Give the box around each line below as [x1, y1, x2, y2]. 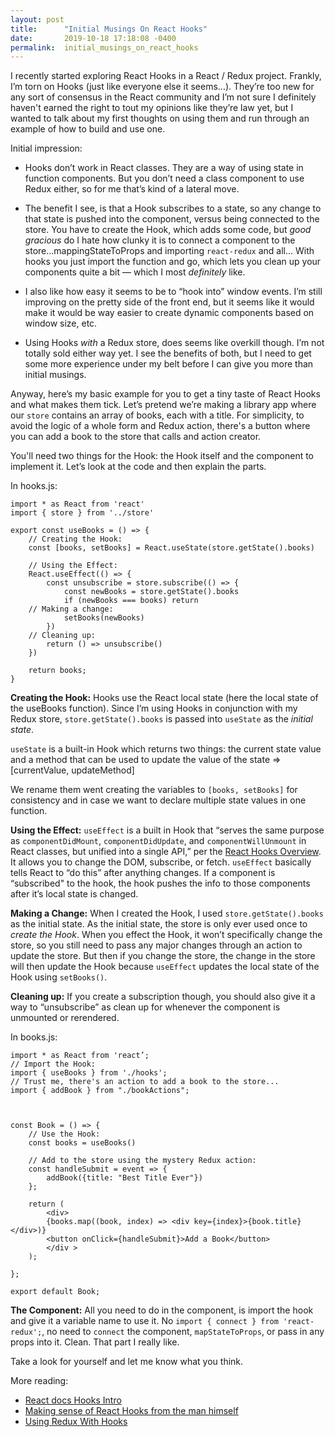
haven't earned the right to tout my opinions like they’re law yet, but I [10, 102, 294, 114]
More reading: [10, 1375, 69, 1387]
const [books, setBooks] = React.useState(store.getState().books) [28, 543, 315, 553]
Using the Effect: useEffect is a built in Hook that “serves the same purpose [10, 824, 325, 836]
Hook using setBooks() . [10, 971, 108, 983]
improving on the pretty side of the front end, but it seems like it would [24, 296, 315, 308]
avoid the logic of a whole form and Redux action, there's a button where [10, 420, 311, 432]
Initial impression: [10, 142, 83, 155]
